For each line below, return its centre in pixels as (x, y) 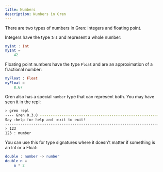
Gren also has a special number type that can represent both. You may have (80, 96)
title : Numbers (20, 9)
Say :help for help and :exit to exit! (45, 120)
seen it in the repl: (23, 102)
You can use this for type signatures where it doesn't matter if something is (80, 142)
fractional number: (24, 70)
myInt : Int (17, 46)
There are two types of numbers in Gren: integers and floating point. (73, 28)
